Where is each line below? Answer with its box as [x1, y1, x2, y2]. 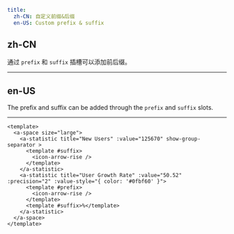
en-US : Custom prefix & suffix [13, 19, 104, 26]
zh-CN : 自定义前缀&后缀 [13, 12, 75, 20]
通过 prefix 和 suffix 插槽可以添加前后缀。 [7, 58, 131, 66]
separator [7, 142, 36, 149]
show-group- [166, 135, 201, 142]
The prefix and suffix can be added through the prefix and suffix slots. [7, 103, 214, 112]
